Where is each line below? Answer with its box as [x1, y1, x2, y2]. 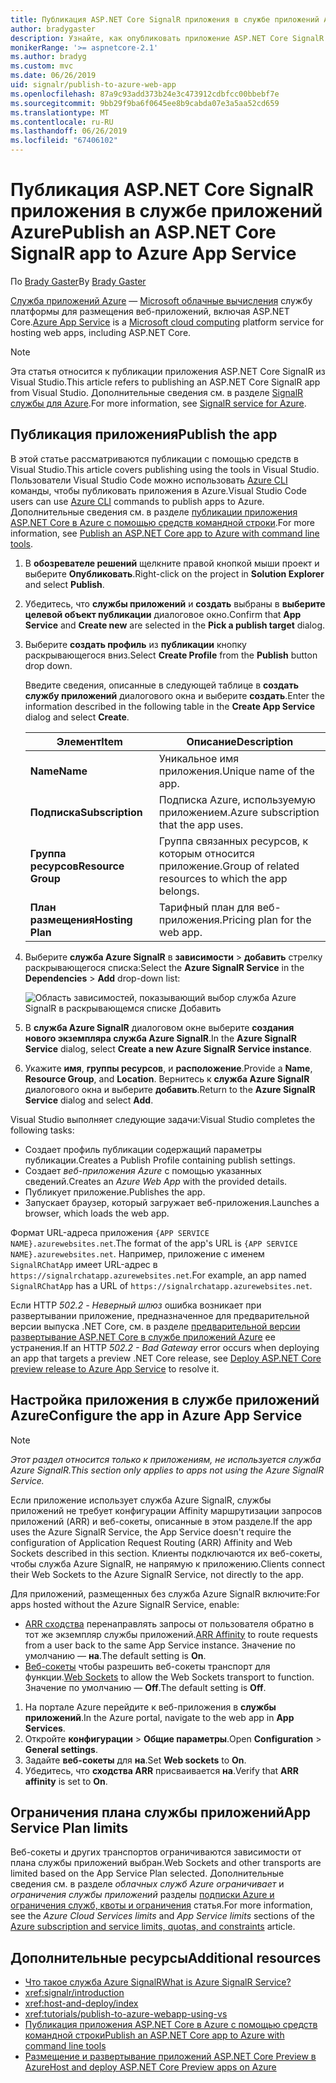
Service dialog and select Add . [24, 1094, 154, 1106]
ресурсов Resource [29, 859, 125, 873]
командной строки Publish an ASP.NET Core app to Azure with [24, 2029, 285, 2041]
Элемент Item [56, 734, 123, 748]
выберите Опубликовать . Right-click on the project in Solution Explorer [24, 567, 325, 580]
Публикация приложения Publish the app [10, 426, 278, 443]
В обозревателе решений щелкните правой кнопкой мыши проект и [24, 557, 320, 569]
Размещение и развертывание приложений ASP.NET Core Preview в [24, 2051, 317, 2063]
